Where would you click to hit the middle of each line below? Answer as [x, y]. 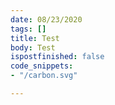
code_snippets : [42, 66]
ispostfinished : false [57, 57]
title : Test [35, 38]
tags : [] [28, 29]
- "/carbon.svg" [44, 76]
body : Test [33, 47]
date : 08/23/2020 [46, 19]
